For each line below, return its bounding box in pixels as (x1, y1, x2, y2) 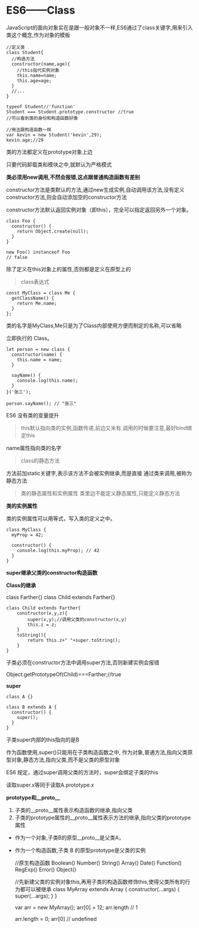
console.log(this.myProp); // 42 (17, 547, 100, 553)
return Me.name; (17, 300, 58, 306)
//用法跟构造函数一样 (6, 126, 52, 132)
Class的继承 (6, 581, 36, 588)
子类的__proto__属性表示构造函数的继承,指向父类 (14, 806, 133, 813)
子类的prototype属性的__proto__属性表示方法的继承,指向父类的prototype (14, 814, 191, 821)
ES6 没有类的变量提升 (6, 411, 59, 419)
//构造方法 (11, 56, 35, 62)
